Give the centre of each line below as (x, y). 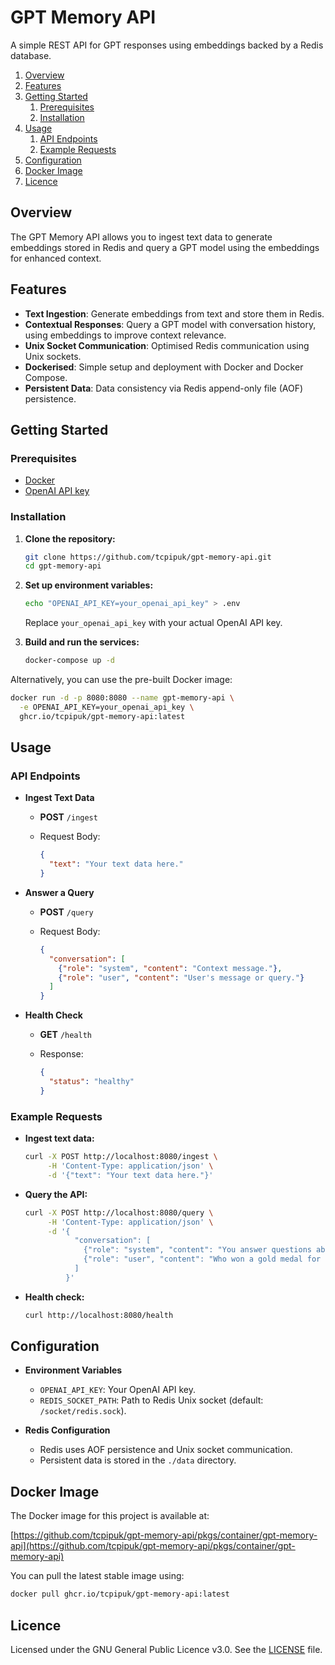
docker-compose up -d (69, 661)
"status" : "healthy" (91, 1082)
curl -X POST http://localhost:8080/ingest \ (121, 1157)
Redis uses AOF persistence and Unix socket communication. (166, 1450)
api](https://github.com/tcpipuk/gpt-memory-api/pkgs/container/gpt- (153, 1546)
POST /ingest (68, 817)
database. (31, 55)
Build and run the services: (82, 642)
